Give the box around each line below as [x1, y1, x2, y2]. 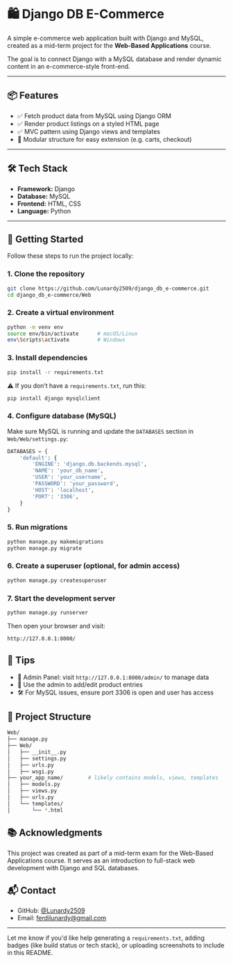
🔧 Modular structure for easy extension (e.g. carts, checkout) [17, 135, 192, 143]
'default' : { [19, 454, 58, 462]
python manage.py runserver [7, 609, 89, 616]
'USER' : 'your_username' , [32, 474, 107, 481]
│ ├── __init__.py [7, 749, 67, 756]
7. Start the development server [7, 593, 116, 603]
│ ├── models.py [7, 781, 60, 788]
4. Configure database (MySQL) [7, 411, 116, 421]
